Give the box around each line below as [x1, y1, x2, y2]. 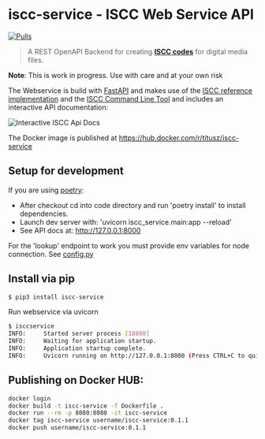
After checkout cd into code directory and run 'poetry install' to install [19, 200, 246, 210]
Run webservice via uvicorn [8, 307, 99, 317]
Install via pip [8, 272, 75, 285]
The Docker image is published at [8, 132, 118, 143]
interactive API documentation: [8, 102, 109, 112]
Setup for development [8, 164, 124, 178]
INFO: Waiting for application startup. [8, 337, 157, 345]
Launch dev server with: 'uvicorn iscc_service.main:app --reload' [19, 217, 233, 226]
